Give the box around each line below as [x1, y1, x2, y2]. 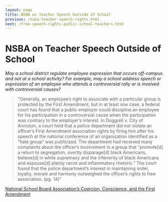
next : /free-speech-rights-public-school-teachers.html [5, 21, 124, 27]
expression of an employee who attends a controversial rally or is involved [5, 81, 159, 87]
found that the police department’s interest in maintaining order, [17, 165, 149, 171]
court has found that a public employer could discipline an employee [17, 107, 159, 113]
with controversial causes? [5, 86, 61, 92]
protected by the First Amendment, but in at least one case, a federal [17, 102, 160, 108]
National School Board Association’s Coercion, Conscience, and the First [5, 186, 155, 192]
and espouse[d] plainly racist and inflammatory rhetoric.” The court [17, 160, 157, 166]
